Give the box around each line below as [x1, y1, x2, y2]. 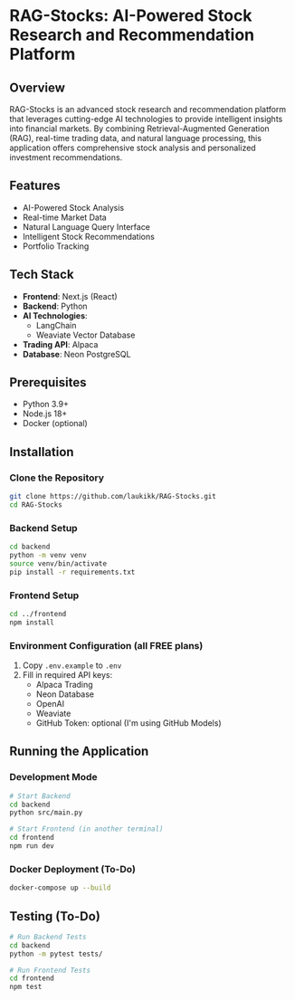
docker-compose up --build [9, 883, 111, 892]
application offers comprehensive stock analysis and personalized [9, 142, 256, 153]
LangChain [35, 319, 77, 330]
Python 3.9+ [22, 399, 70, 410]
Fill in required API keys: [22, 670, 113, 681]
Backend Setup [9, 521, 79, 534]
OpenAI [35, 699, 65, 710]
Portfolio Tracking [22, 241, 90, 252]
